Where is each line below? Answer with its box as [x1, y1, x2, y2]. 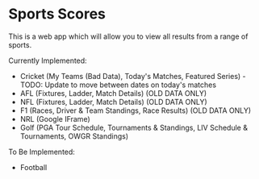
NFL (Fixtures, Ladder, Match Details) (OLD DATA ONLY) [19, 97, 207, 106]
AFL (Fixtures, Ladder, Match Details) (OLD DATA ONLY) [19, 88, 207, 98]
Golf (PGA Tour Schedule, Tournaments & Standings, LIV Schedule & [19, 123, 249, 132]
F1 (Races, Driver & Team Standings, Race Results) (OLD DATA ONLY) [19, 106, 252, 115]
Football [19, 162, 48, 172]
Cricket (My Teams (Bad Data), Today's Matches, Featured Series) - [19, 71, 246, 81]
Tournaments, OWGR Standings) [19, 131, 129, 141]
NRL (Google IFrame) [19, 114, 90, 123]
